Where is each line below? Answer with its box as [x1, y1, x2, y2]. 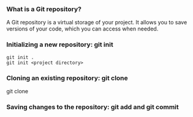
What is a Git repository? [6, 5, 81, 13]
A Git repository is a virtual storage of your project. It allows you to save [6, 19, 187, 26]
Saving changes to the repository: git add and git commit [6, 102, 179, 111]
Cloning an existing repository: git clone [6, 74, 129, 82]
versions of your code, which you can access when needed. [6, 25, 159, 32]
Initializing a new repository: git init [6, 40, 113, 49]
